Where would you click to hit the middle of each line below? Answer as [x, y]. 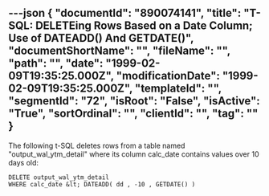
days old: [23, 162]
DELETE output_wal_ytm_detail [59, 177]
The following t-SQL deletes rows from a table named [97, 145]
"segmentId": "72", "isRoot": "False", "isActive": [134, 101]
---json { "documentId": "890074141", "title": [125, 13]
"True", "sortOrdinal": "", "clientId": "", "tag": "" [133, 114]
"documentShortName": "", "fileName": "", [119, 51]
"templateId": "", [179, 89]
